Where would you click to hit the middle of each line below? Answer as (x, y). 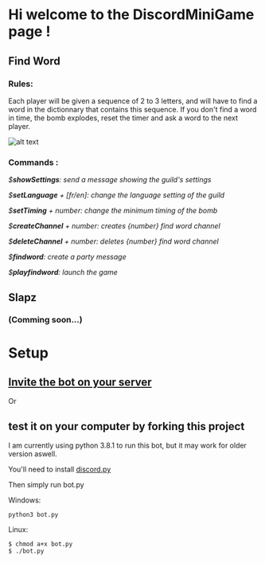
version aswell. (33, 454)
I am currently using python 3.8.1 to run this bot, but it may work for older (127, 446)
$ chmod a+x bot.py (41, 544)
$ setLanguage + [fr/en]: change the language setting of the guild (117, 195)
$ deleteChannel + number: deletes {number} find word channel (113, 241)
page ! (29, 31)
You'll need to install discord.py (60, 469)
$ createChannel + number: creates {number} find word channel (114, 226)
